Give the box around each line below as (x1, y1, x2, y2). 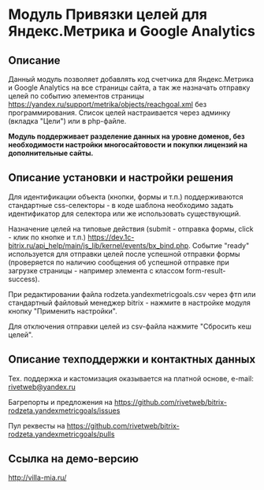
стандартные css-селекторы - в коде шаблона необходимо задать (8, 200, 234, 210)
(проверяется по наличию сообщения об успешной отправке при (8, 258, 230, 267)
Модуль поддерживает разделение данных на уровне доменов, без (8, 132, 246, 141)
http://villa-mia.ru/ (8, 473, 67, 482)
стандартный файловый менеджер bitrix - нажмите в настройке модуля (8, 298, 251, 307)
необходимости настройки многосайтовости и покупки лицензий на (8, 140, 248, 149)
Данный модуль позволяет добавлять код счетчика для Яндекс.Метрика (8, 75, 255, 84)
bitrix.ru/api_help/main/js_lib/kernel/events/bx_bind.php (8, 240, 189, 250)
